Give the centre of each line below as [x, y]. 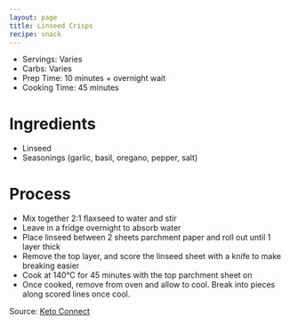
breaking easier [51, 266]
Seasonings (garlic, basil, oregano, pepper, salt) [110, 158]
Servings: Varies [52, 60]
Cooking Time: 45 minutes [70, 88]
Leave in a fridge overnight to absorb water [101, 228]
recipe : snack [36, 34]
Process [40, 194]
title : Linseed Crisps [51, 26]
